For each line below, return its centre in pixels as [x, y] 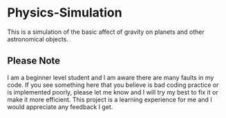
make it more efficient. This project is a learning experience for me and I [110, 99]
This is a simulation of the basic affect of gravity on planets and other [106, 32]
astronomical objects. [38, 39]
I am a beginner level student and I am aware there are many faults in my [111, 77]
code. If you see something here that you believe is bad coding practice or [113, 85]
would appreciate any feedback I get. [60, 107]
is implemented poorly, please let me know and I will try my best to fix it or [113, 92]
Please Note [34, 61]
